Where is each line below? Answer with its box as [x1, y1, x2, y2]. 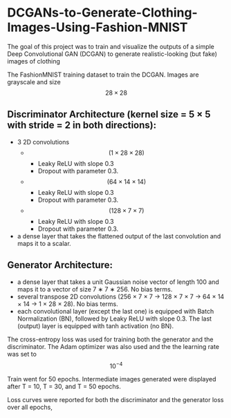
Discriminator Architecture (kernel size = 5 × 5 [7, 108, 211, 120]
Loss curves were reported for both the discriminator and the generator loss [7, 396, 224, 404]
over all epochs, [7, 403, 53, 412]
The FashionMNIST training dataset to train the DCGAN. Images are [7, 70, 199, 79]
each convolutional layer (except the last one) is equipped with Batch [17, 307, 214, 315]
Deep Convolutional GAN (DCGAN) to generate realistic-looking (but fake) [7, 50, 218, 58]
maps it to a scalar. [17, 239, 71, 247]
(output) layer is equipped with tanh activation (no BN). [17, 321, 174, 330]
